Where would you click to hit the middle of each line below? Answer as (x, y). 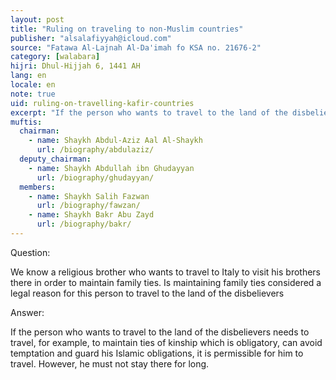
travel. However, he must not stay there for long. (110, 363)
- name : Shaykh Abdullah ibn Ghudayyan (111, 168)
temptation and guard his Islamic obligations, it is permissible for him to (157, 353)
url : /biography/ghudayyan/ (95, 177)
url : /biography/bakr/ (84, 224)
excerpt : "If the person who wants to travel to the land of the (149, 112)
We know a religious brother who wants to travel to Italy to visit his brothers (165, 272)
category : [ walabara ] (55, 57)
